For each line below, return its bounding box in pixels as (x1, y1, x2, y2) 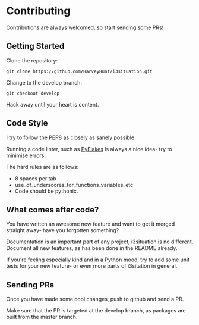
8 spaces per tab (14, 174, 56, 182)
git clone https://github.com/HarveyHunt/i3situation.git (6, 68, 153, 74)
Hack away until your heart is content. (6, 101, 99, 108)
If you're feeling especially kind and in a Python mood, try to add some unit (6, 256, 190, 263)
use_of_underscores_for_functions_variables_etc (14, 181, 134, 188)
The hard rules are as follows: (6, 163, 79, 170)
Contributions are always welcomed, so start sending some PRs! (6, 24, 164, 31)
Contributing (6, 4, 71, 18)
